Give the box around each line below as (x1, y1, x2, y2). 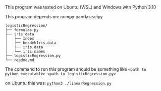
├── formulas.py (5, 28, 39, 32)
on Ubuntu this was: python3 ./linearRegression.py (5, 80, 111, 86)
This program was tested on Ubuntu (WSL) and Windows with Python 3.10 (5, 4, 156, 10)
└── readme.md (5, 58, 35, 62)
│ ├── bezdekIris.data (5, 40, 56, 45)
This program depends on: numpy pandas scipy (5, 14, 103, 19)
